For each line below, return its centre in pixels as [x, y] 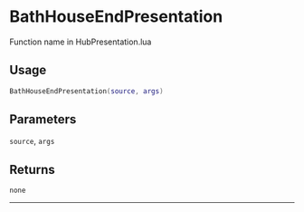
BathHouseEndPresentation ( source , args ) [87, 91]
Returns [33, 169]
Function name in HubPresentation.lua [81, 42]
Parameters [43, 120]
